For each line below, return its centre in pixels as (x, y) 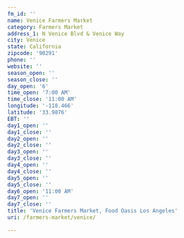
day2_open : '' (28, 138)
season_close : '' (33, 79)
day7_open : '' (28, 198)
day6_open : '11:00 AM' (41, 191)
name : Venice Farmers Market (50, 20)
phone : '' (22, 60)
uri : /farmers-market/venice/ (52, 218)
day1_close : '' (30, 132)
